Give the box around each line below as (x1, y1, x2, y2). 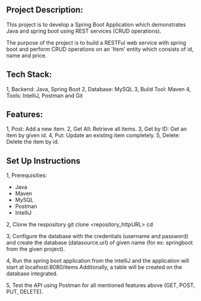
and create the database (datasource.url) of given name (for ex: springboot (6, 239, 193, 247)
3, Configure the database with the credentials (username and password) (6, 233, 189, 240)
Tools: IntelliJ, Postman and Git (6, 92, 83, 99)
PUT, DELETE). (6, 288, 43, 296)
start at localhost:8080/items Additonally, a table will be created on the (6, 264, 182, 271)
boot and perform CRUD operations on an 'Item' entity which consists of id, (6, 45, 194, 53)
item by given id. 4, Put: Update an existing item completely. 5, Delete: (6, 132, 180, 139)
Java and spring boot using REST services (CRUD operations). (6, 27, 162, 34)
